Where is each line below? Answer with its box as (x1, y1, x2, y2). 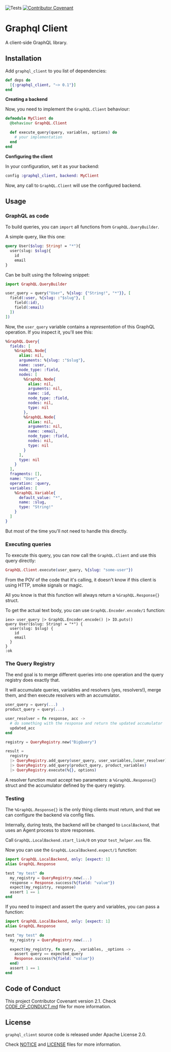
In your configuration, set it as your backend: (5, 163, 99, 169)
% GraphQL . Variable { (14, 490, 56, 495)
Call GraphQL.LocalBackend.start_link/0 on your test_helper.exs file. (5, 837, 152, 843)
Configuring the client (5, 153, 53, 159)
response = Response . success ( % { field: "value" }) (10, 880, 115, 885)
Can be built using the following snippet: (5, 271, 90, 278)
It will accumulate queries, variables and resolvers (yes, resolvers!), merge (5, 687, 161, 693)
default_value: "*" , (18, 495, 63, 500)
